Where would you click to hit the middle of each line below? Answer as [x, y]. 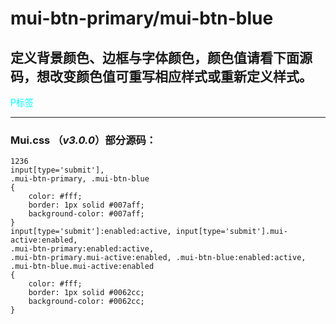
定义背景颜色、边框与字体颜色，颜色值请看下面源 [161, 57]
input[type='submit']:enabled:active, [91, 232]
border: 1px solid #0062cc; [86, 293]
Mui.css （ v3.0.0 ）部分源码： [83, 140]
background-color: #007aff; [86, 214]
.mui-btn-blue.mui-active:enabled [82, 267]
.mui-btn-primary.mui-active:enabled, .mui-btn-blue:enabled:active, [158, 258]
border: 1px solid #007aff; [86, 205]
